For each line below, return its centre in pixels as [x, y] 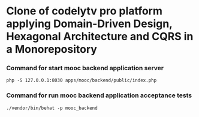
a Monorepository [52, 49]
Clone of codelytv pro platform [85, 11]
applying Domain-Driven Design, [89, 24]
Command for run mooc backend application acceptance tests [99, 95]
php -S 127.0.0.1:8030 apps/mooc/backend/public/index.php [82, 80]
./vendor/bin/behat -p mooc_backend [52, 108]
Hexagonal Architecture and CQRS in [100, 37]
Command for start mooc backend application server [85, 68]
